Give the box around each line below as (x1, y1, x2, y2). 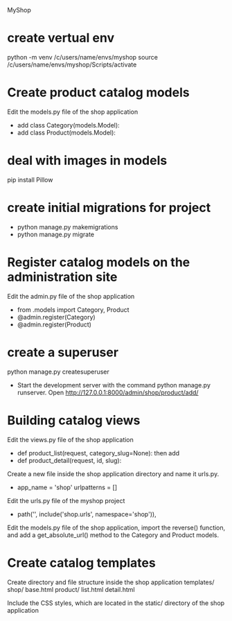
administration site (7, 269, 118, 285)
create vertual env (7, 30, 115, 46)
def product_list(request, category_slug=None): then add (17, 448, 180, 457)
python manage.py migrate (17, 230, 95, 238)
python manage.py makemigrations (17, 222, 118, 231)
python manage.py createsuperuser (7, 367, 109, 376)
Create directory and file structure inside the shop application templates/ (7, 578, 215, 586)
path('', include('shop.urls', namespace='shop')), (17, 509, 157, 518)
